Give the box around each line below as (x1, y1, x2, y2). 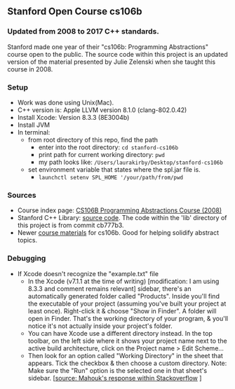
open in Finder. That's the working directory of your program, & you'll (27, 314, 229, 322)
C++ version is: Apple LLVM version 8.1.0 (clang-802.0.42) (17, 105, 187, 114)
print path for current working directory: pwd (38, 150, 165, 158)
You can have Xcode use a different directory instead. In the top (27, 329, 213, 337)
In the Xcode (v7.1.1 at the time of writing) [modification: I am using (27, 277, 220, 285)
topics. (17, 236, 38, 245)
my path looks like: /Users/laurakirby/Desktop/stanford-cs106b (38, 158, 223, 166)
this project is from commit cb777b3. (17, 221, 124, 230)
